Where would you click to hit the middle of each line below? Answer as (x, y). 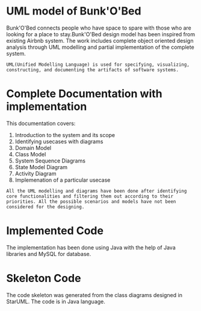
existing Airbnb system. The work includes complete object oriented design (100, 40)
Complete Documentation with (84, 94)
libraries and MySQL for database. (49, 254)
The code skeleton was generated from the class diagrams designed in (94, 295)
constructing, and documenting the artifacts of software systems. (93, 70)
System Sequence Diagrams (50, 161)
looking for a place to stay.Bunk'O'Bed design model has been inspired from (101, 34)
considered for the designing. (45, 207)
